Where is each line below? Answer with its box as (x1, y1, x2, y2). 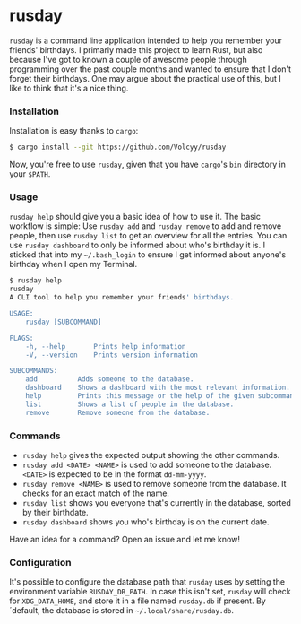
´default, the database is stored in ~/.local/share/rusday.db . (9, 605, 235, 616)
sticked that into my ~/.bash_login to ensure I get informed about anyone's (9, 249, 287, 260)
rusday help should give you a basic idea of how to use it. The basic (9, 212, 262, 222)
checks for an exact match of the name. (21, 488, 170, 498)
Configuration (9, 556, 72, 568)
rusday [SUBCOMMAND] (25, 317, 102, 326)
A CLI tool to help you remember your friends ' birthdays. (9, 293, 235, 302)
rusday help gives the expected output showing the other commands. (21, 449, 280, 460)
